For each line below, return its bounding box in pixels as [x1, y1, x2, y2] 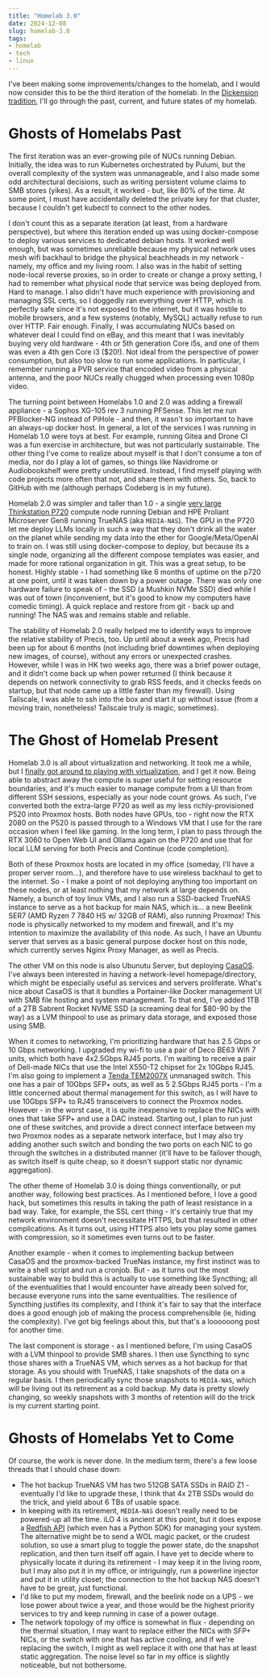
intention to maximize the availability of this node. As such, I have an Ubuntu [8, 928, 262, 938]
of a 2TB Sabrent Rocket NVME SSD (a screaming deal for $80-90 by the [8, 1003, 251, 1013]
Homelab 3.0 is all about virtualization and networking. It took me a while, [8, 757, 252, 767]
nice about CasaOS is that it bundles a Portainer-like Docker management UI [8, 986, 262, 996]
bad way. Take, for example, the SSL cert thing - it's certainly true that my [8, 1206, 254, 1216]
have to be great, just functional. [19, 1583, 128, 1592]
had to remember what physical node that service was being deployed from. [8, 278, 262, 287]
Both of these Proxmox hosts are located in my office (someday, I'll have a [8, 859, 255, 869]
